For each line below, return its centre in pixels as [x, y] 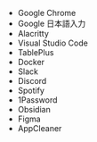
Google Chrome [47, 13]
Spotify [31, 90]
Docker [31, 62]
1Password [37, 100]
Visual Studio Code [53, 43]
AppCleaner [40, 128]
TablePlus [36, 52]
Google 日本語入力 [52, 23]
